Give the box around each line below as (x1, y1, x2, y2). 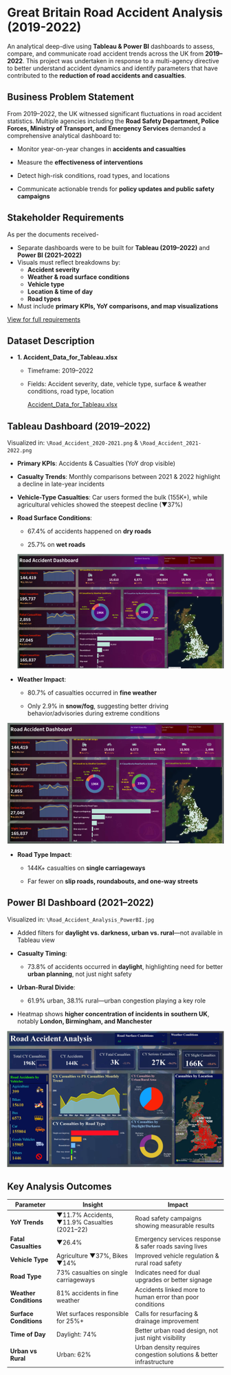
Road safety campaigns (135, 1214, 202, 1222)
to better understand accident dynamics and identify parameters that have (7, 64, 218, 72)
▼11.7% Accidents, (56, 1211, 114, 1219)
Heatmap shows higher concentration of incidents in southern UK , (16, 1009, 210, 1018)
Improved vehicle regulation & (135, 1252, 219, 1260)
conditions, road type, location (27, 387, 115, 396)
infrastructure (135, 1358, 174, 1366)
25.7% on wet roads (27, 541, 86, 549)
